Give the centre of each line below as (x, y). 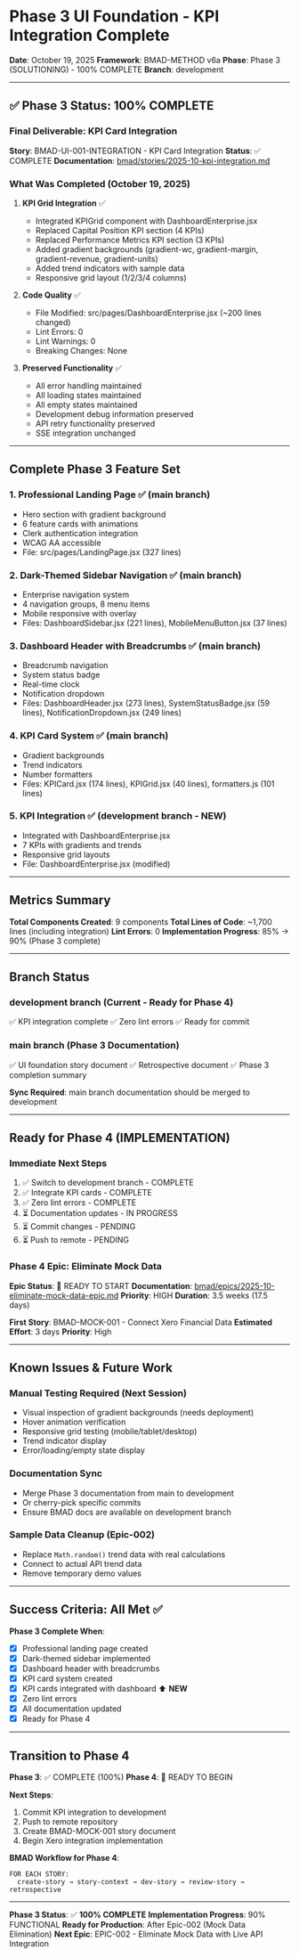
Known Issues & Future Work (91, 1368)
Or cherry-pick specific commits (81, 1502)
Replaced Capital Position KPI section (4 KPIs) (120, 230)
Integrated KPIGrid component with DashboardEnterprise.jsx (146, 221)
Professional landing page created (85, 1648)
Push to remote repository (70, 1821)
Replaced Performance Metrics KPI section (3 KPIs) (130, 240)
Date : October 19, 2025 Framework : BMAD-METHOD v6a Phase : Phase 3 (145, 60)
